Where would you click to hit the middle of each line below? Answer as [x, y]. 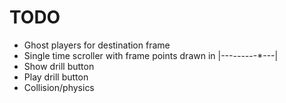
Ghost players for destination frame [97, 45]
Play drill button [56, 77]
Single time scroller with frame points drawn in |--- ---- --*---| [151, 55]
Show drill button [59, 66]
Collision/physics [59, 87]
